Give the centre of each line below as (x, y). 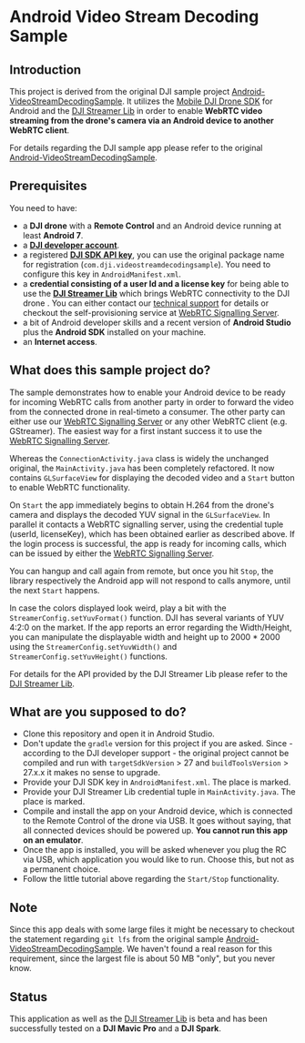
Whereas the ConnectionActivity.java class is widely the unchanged (139, 458)
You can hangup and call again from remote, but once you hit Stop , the (142, 571)
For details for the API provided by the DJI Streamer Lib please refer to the (149, 673)
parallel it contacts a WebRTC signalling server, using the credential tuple (147, 524)
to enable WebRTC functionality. (70, 487)
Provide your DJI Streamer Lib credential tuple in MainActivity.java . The (159, 792)
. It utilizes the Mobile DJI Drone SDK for (197, 101)
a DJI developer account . (71, 245)
